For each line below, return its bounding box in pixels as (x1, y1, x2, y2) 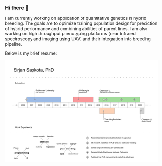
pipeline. (5, 41, 22, 47)
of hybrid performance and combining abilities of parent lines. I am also (5, 26, 148, 32)
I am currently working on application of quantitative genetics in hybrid (5, 16, 146, 21)
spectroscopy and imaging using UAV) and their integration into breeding (5, 36, 151, 42)
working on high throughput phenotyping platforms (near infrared (5, 31, 136, 37)
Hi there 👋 (5, 4, 29, 11)
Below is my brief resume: (5, 50, 57, 56)
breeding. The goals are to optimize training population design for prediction (5, 20, 158, 26)
